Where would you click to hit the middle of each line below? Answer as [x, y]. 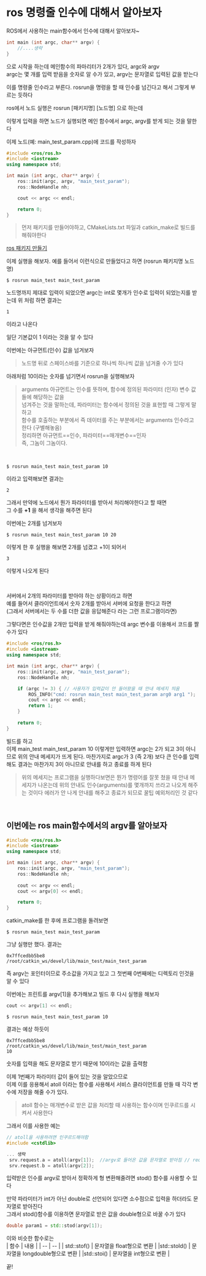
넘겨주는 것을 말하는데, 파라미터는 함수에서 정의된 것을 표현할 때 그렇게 [105, 405]
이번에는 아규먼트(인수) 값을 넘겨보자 [50, 350]
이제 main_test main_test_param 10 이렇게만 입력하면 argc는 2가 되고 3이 [96, 749]
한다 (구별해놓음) [42, 428]
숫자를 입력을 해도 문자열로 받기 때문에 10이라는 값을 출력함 [77, 1064]
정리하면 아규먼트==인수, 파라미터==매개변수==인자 [84, 435]
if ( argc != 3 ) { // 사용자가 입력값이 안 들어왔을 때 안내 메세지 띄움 [98, 688]
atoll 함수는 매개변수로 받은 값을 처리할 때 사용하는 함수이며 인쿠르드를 [105, 1105]
